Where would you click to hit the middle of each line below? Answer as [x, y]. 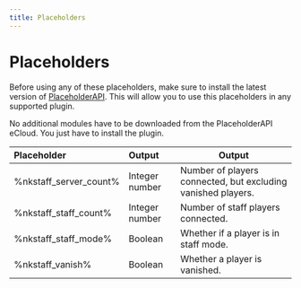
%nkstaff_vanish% [53, 264]
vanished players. [218, 192]
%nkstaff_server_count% [67, 181]
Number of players [219, 170]
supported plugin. [42, 106]
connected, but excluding [234, 181]
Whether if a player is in [230, 232]
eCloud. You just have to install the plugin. [86, 133]
